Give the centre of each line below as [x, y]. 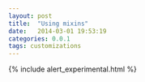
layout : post [30, 16]
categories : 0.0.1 [39, 39]
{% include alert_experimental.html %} [73, 69]
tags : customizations [45, 46]
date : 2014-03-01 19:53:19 [58, 31]
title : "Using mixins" [49, 24]
